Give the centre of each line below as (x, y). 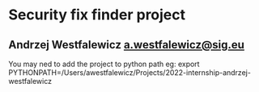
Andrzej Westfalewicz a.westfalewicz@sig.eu (127, 45)
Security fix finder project (97, 15)
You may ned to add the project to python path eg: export (104, 64)
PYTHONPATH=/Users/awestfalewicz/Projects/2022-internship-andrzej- (129, 73)
